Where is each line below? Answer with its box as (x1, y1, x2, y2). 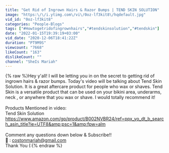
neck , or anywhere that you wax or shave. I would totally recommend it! (5, 94, 155, 100)
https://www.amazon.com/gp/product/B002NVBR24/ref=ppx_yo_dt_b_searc (5, 116, 164, 122)
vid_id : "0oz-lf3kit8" (5, 17, 53, 22)
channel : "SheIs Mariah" (5, 59, 58, 64)
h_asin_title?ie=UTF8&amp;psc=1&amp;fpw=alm (5, 121, 106, 127)
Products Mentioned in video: (5, 105, 67, 111)
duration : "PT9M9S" (5, 40, 47, 45)
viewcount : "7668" (5, 45, 44, 50)
